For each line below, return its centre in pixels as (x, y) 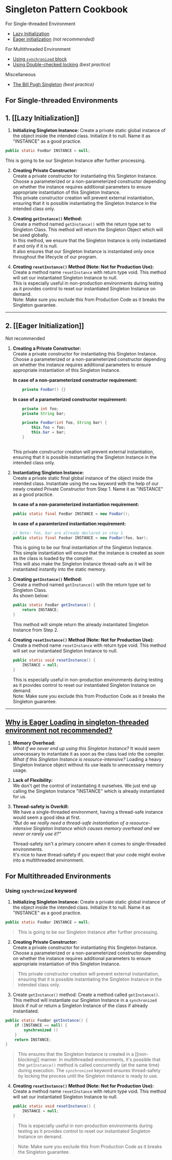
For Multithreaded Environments (58, 876)
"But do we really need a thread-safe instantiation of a (71, 822)
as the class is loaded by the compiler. (53, 558)
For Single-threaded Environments (62, 100)
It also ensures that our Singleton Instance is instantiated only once (83, 251)
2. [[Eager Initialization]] (45, 326)
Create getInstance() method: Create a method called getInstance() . (86, 995)
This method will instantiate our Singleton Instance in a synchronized (85, 1000)
